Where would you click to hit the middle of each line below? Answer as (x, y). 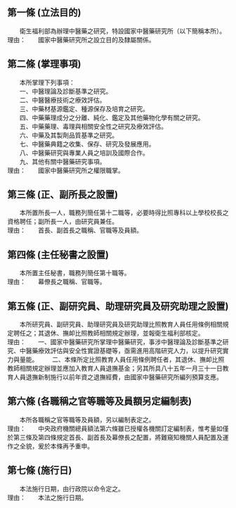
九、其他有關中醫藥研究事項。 (63, 161)
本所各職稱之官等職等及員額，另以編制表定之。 (87, 419)
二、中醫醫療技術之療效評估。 (63, 100)
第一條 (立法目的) (44, 13)
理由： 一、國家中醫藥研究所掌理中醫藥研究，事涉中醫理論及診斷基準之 (115, 342)
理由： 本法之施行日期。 (47, 497)
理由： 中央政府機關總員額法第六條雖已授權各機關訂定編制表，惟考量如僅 (118, 428)
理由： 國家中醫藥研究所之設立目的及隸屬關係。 (81, 39)
